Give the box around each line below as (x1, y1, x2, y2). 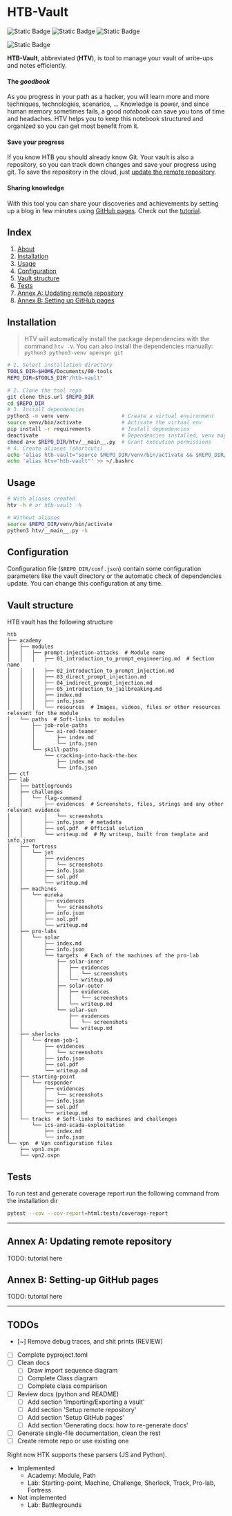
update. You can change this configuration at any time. (7, 579, 164, 588)
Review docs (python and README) (17, 1389, 119, 1398)
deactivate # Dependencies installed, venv (7, 432, 215, 439)
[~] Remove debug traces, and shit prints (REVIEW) (17, 1337, 164, 1346)
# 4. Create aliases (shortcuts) (7, 444, 104, 452)
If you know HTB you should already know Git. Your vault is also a (7, 153, 195, 161)
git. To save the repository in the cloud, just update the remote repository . (7, 168, 217, 177)
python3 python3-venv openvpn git (23, 350, 124, 357)
